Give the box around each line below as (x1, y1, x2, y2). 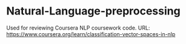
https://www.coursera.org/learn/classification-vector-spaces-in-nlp (6, 30, 176, 37)
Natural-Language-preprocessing (6, 4, 181, 18)
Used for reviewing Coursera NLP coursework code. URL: (6, 24, 150, 31)
